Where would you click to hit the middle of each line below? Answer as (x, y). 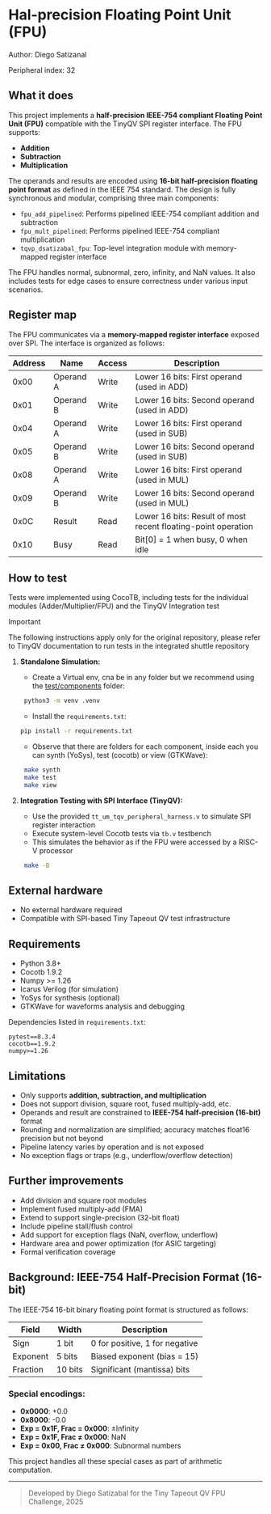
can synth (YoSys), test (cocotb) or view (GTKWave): (120, 755)
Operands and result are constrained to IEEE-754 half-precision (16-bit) (140, 1113)
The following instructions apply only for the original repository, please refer (134, 637)
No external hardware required (71, 910)
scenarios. (26, 290)
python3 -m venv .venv (62, 701)
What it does (41, 96)
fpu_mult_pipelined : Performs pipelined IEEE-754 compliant (120, 230)
